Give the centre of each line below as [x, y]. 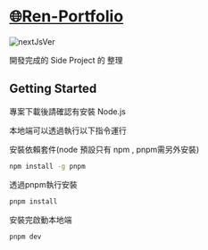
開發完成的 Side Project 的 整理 [66, 60]
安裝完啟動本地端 [41, 220]
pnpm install [33, 201]
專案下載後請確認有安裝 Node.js [68, 111]
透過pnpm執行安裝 [43, 184]
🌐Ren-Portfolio [67, 17]
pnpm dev [25, 237]
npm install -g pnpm [48, 166]
